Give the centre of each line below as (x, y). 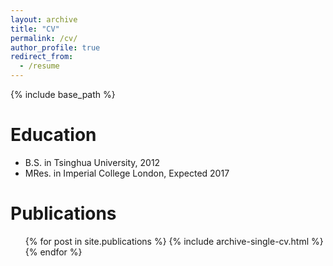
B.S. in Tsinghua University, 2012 (92, 162)
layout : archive (44, 19)
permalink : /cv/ (44, 38)
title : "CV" (35, 29)
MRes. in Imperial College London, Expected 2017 (127, 173)
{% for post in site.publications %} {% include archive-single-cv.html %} (174, 241)
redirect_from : (42, 57)
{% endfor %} (53, 252)
